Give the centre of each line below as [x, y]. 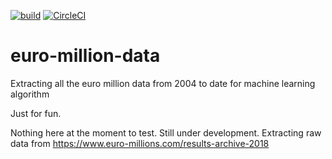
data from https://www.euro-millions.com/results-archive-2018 [140, 143]
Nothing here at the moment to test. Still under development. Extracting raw [166, 132]
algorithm [30, 94]
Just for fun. [36, 113]
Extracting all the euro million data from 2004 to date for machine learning [163, 83]
